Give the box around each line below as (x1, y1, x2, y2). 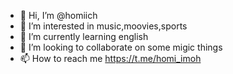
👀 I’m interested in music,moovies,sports (19, 20, 188, 32)
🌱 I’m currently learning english (19, 31, 149, 42)
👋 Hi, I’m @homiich (19, 10, 98, 21)
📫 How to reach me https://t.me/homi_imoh (19, 53, 202, 64)
